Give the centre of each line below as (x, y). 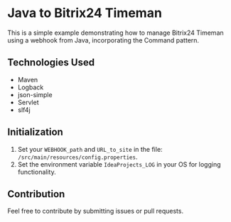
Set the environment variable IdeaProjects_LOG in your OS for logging (119, 164)
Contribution (36, 194)
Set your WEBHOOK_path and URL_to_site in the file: (90, 149)
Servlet (28, 102)
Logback (31, 87)
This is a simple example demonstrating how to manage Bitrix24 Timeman (116, 33)
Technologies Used (51, 63)
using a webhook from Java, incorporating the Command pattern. (103, 40)
